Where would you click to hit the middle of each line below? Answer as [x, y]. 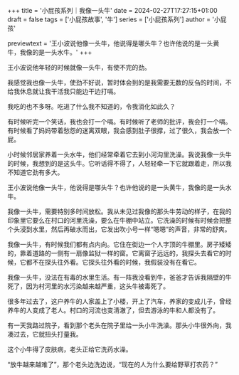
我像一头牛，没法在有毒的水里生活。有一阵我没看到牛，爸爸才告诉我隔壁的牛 [119, 277]
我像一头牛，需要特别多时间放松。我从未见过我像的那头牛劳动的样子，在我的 [119, 211]
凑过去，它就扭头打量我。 [45, 334]
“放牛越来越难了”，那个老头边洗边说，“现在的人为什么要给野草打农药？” [113, 364]
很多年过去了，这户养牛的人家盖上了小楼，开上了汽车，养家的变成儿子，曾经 [119, 301]
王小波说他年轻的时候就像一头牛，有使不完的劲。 [79, 67]
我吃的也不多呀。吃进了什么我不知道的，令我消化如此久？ [91, 106]
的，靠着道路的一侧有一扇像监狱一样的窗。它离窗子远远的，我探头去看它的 [116, 253]
